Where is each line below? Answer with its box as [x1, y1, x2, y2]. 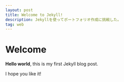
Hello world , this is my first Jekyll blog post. [5, 61, 98, 67]
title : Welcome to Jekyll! [5, 12, 63, 17]
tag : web [5, 22, 24, 27]
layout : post [5, 7, 33, 13]
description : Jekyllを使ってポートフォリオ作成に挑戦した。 [5, 17, 121, 22]
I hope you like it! [5, 71, 42, 77]
